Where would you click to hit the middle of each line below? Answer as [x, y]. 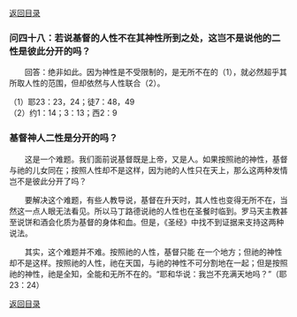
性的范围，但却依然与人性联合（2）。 [99, 83]
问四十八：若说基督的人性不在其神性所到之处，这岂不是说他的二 [145, 38]
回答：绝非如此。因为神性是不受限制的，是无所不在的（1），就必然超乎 [152, 72]
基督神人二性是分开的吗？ [64, 138]
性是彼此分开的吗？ [50, 51]
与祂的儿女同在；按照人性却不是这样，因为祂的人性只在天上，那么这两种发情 [148, 170]
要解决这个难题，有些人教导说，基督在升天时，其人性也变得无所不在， [152, 200]
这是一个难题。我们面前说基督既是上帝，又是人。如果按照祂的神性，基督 [156, 159]
